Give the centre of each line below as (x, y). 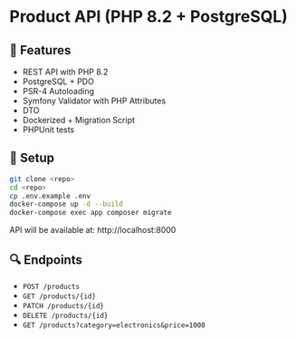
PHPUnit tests (48, 130)
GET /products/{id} (59, 296)
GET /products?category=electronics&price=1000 (114, 325)
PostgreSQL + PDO (58, 82)
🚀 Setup (32, 158)
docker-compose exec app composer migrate (91, 213)
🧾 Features (40, 50)
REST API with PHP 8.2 (65, 72)
